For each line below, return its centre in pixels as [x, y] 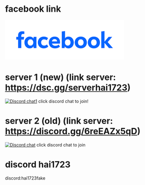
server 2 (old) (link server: [59, 121]
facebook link [33, 9]
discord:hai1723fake [25, 178]
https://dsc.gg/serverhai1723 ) [68, 88]
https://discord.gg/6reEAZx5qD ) [73, 132]
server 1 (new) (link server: [61, 77]
